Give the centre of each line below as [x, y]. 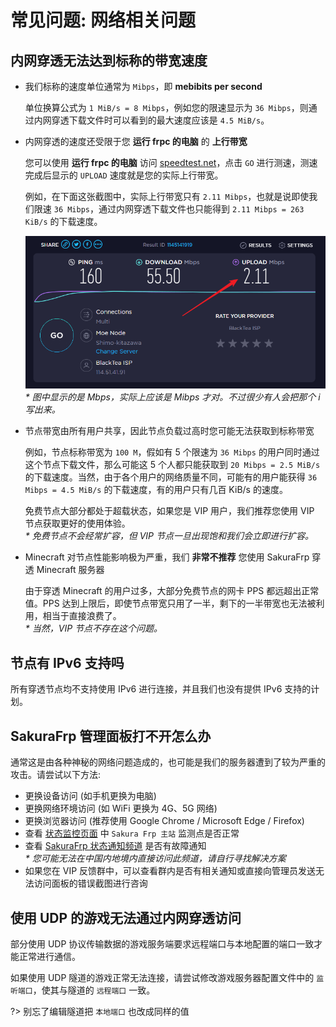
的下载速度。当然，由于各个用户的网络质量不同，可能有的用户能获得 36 [171, 477]
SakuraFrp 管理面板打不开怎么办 [111, 736]
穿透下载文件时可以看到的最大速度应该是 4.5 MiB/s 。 [160, 120]
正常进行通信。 [49, 956]
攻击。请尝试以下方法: [56, 775]
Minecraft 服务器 [70, 570]
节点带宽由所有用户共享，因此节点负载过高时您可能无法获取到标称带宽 [169, 431]
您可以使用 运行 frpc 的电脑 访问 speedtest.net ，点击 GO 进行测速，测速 [171, 162]
